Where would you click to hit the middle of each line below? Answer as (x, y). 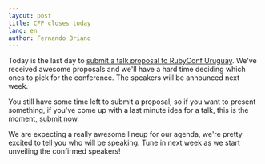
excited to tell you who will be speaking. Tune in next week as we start (124, 143)
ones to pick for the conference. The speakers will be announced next (124, 78)
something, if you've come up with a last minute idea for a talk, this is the (128, 110)
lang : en (23, 30)
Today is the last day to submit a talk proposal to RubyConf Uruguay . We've (133, 61)
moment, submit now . (44, 119)
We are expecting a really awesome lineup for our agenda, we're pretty (125, 134)
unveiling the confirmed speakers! (65, 151)
